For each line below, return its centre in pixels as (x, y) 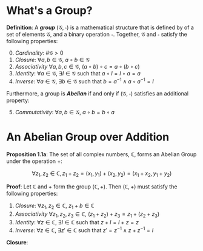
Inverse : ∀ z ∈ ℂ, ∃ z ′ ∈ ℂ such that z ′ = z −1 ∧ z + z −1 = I (84, 230)
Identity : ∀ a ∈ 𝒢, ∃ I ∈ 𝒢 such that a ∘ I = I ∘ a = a (78, 73)
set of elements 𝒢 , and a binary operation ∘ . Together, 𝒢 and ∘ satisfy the (97, 34)
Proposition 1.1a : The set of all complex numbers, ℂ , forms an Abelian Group (101, 154)
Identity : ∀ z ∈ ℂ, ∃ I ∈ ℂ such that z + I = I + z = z (77, 222)
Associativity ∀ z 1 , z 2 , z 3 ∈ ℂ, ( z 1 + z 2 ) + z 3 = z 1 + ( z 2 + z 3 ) (87, 215)
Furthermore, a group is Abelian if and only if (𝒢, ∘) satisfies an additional (98, 93)
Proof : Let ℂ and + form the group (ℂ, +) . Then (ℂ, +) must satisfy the (92, 187)
